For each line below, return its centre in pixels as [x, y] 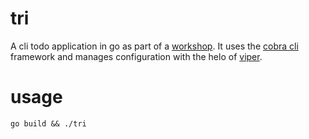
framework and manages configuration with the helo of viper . [136, 56]
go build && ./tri [48, 123]
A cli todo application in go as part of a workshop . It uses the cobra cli [154, 46]
